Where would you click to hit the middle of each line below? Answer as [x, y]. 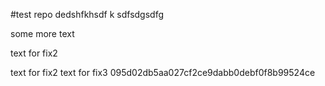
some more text [42, 33]
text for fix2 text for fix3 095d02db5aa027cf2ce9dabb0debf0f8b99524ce [163, 72]
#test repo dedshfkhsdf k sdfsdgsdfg [87, 14]
